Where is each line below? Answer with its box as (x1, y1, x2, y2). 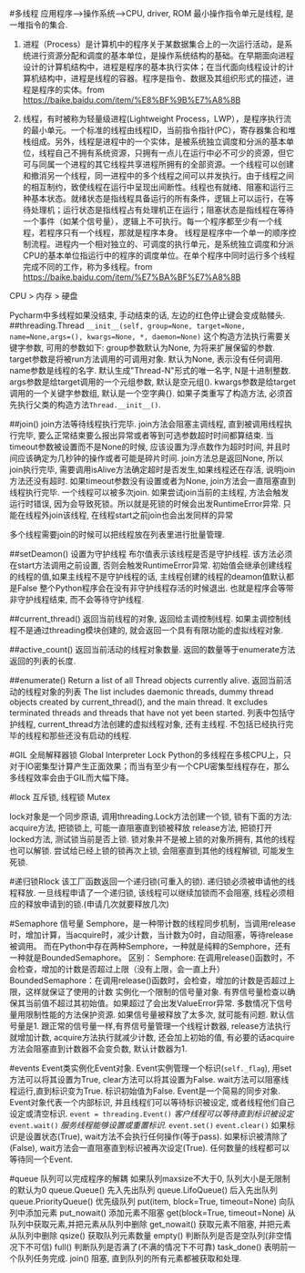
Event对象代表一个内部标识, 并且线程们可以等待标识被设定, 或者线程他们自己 (9, 1097, 295, 1107)
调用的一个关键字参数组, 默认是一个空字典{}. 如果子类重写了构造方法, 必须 (9, 388, 285, 398)
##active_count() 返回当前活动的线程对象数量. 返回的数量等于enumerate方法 (9, 644, 296, 654)
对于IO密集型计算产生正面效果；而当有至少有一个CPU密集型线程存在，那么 (9, 761, 290, 772)
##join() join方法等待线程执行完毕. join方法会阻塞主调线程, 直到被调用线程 (9, 418, 285, 429)
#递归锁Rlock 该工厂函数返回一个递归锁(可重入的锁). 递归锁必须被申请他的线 (9, 876, 296, 887)
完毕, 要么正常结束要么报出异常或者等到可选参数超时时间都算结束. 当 (16, 430, 274, 440)
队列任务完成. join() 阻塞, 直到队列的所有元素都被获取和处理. (16, 1253, 242, 1264)
